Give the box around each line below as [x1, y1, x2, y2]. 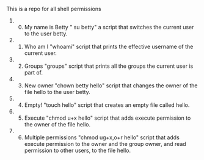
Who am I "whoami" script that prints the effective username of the [24, 43, 194, 50]
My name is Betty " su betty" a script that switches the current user [24, 24, 194, 31]
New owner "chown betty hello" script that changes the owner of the [24, 82, 198, 89]
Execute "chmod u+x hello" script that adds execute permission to [24, 114, 191, 122]
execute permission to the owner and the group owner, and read [24, 140, 186, 147]
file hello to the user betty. [24, 89, 90, 95]
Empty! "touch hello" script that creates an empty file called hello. [24, 101, 190, 109]
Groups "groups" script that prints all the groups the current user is [24, 62, 194, 70]
